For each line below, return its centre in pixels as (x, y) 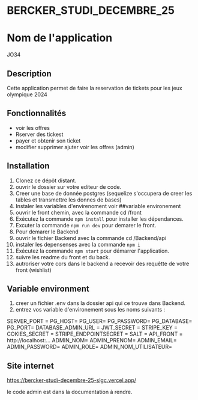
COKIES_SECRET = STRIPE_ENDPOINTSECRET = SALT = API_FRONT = (95, 334)
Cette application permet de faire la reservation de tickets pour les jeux (94, 88)
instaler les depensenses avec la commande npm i (78, 244)
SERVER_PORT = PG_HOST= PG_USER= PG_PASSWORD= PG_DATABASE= (100, 321)
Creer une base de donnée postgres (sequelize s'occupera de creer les (104, 193)
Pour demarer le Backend (47, 232)
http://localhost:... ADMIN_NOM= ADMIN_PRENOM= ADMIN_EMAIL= (92, 340)
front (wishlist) (33, 270)
